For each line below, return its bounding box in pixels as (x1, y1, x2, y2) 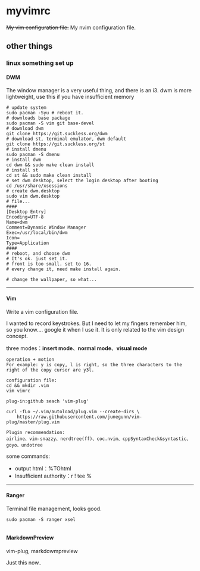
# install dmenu (6, 146, 46, 152)
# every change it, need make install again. (6, 266, 121, 272)
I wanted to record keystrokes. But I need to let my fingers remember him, (6, 320, 187, 327)
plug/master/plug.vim (6, 419, 60, 425)
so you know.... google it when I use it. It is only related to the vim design (6, 326, 185, 333)
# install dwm (6, 157, 42, 163)
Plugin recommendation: (6, 429, 65, 435)
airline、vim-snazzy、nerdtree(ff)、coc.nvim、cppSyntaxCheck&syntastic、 (6, 436, 192, 442)
